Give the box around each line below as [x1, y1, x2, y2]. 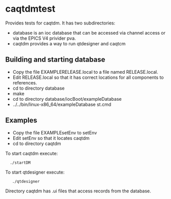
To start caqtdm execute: [5, 150, 58, 156]
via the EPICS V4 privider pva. [12, 35, 76, 41]
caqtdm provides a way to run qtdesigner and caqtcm [12, 40, 126, 46]
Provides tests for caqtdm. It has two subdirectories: [5, 20, 116, 26]
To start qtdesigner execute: [5, 169, 65, 175]
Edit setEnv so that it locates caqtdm [12, 135, 90, 141]
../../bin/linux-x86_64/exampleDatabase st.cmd [12, 101, 111, 107]
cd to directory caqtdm [12, 140, 61, 147]
